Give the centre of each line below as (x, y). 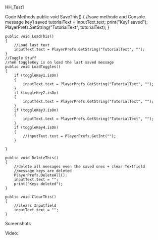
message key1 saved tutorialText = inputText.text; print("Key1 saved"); (77, 22)
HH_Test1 (15, 7)
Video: (12, 233)
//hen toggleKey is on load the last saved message (59, 62)
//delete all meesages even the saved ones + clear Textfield (79, 167)
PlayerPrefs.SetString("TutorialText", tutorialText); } (57, 27)
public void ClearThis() (31, 197)
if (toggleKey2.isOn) (36, 93)
